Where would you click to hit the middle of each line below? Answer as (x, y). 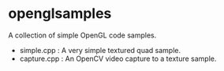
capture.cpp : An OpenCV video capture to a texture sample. (118, 59)
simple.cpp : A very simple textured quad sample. (100, 50)
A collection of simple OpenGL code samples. (82, 35)
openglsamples (60, 14)
